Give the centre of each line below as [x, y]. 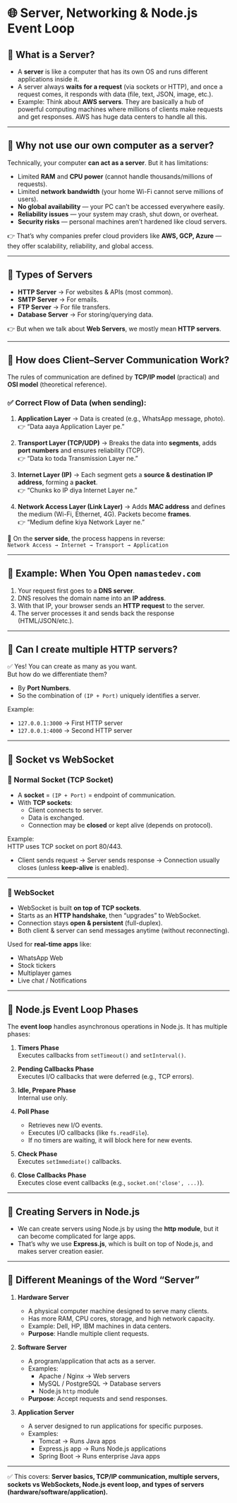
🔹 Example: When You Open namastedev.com [104, 574]
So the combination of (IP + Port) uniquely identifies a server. [109, 696]
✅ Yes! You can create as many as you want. [72, 666]
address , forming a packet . [57, 482]
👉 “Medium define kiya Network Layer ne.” [81, 522]
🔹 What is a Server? [51, 55]
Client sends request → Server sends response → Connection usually [119, 860]
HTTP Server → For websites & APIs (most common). [95, 292]
